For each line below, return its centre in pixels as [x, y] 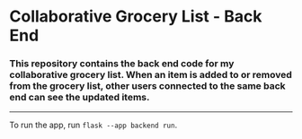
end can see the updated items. [80, 98]
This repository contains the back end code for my [122, 64]
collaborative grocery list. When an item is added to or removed [151, 75]
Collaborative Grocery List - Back [136, 17]
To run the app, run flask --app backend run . [93, 125]
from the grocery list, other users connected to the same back [147, 86]
